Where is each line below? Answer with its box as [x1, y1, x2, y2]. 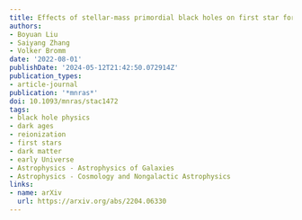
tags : [9, 105, 30, 114]
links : [9, 180, 34, 189]
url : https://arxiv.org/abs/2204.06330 [17, 197, 167, 207]
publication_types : [9, 72, 83, 81]
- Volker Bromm [9, 47, 67, 56]
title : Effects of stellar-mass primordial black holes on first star [9, 13, 280, 22]
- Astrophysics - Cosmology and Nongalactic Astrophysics [9, 172, 231, 180]
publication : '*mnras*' [9, 88, 99, 97]
